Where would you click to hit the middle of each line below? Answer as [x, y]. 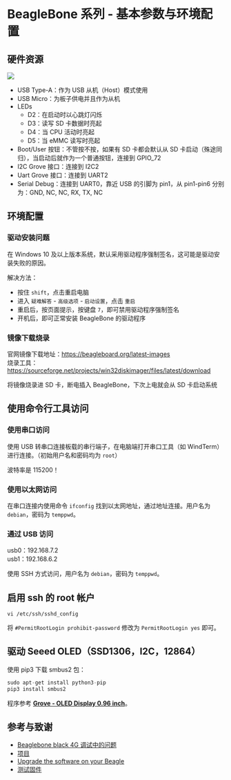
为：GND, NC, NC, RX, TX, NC [60, 192]
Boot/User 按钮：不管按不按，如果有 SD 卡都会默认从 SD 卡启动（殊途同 [120, 149]
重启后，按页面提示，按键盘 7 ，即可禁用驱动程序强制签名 [98, 309]
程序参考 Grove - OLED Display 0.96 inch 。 [69, 703]
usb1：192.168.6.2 [32, 559]
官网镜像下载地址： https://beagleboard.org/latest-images [89, 354]
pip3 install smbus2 [37, 689]
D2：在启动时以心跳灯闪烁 [65, 114]
